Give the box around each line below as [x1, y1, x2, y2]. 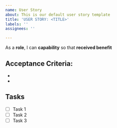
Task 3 [12, 117, 27, 123]
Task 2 [12, 112, 27, 118]
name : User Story [5, 7, 42, 13]
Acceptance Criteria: [5, 59, 73, 68]
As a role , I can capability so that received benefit [5, 45, 112, 51]
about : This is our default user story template [5, 12, 110, 17]
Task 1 [12, 106, 26, 112]
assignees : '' [5, 26, 36, 31]
